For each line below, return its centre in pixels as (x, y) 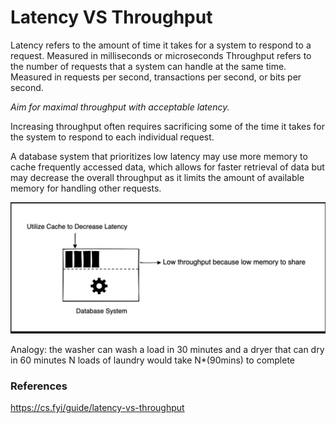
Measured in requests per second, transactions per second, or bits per (156, 77)
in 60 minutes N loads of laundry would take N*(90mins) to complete (153, 360)
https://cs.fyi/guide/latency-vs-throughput (97, 407)
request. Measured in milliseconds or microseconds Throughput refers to (161, 55)
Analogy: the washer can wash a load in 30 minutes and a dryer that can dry (167, 349)
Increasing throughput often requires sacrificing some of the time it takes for (167, 126)
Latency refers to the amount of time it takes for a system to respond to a (161, 45)
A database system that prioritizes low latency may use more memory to (159, 156)
